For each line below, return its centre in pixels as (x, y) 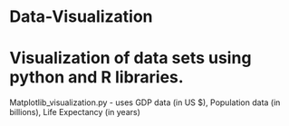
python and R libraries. (96, 78)
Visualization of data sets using (130, 58)
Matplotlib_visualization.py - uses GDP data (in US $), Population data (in (145, 102)
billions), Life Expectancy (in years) (75, 112)
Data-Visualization (81, 17)
